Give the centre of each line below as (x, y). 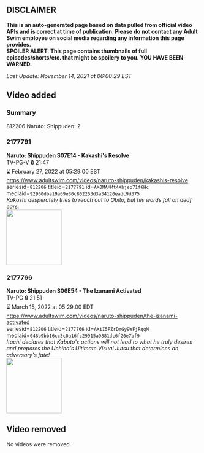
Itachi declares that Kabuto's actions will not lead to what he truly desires (100, 342)
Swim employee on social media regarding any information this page (96, 38)
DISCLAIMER (31, 10)
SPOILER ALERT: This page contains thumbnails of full (77, 51)
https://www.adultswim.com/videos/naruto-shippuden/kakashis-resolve (97, 180)
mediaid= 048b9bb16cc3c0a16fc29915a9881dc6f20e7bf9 (73, 335)
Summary (21, 113)
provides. (19, 44)
